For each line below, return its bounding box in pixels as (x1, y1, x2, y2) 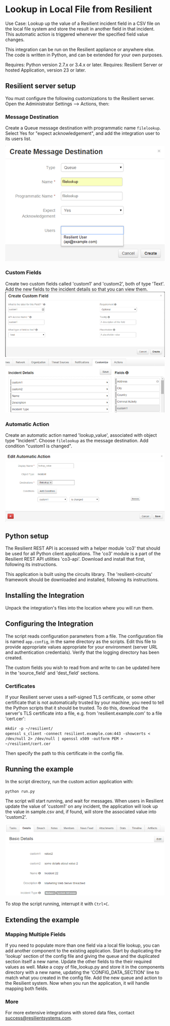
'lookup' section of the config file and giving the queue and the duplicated (5, 953, 160, 959)
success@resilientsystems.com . (5, 1015, 72, 1021)
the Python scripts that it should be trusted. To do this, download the (5, 704, 148, 711)
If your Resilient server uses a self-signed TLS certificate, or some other (5, 694, 156, 700)
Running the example (5, 765, 74, 774)
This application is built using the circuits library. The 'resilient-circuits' (5, 571, 153, 577)
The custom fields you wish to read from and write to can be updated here (5, 664, 160, 670)
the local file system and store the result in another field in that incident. (5, 25, 155, 31)
